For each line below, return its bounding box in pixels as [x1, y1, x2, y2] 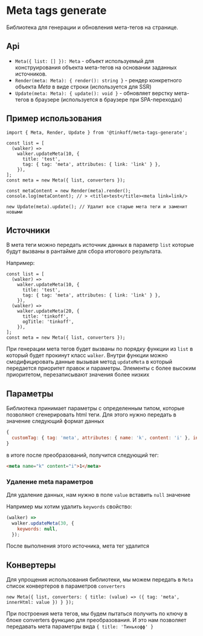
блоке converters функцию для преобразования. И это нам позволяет [6, 617, 187, 624]
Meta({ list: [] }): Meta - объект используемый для [14, 57, 154, 64]
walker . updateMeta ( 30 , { [11, 520, 74, 526]
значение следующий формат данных [6, 418, 105, 425]
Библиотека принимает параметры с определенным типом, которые [6, 405, 185, 412]
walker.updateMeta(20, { [17, 308, 80, 315]
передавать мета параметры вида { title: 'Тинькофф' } [6, 623, 154, 630]
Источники [6, 225, 50, 235]
